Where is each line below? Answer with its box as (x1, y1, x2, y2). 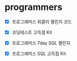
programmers (4, 1, 63, 13)
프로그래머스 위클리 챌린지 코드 (11, 18, 72, 24)
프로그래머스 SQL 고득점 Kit (11, 50, 66, 56)
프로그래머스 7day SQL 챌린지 (11, 40, 71, 46)
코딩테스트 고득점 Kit (11, 29, 53, 35)
